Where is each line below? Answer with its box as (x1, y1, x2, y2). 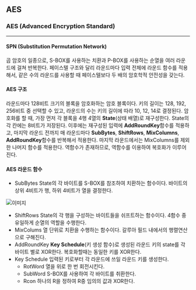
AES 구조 (6, 86, 27, 93)
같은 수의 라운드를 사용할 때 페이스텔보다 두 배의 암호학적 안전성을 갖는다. (18, 71, 185, 78)
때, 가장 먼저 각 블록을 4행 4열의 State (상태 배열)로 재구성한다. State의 (27, 115, 190, 122)
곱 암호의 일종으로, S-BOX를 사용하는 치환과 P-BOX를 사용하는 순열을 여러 (6, 57, 175, 64)
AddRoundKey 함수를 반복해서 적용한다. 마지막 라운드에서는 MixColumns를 (6, 137, 179, 144)
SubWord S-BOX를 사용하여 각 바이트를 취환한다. (23, 270, 136, 277)
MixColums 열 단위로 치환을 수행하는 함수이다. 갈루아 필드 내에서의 (14, 226, 168, 233)
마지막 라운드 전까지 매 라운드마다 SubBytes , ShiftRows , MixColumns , (13, 129, 180, 136)
